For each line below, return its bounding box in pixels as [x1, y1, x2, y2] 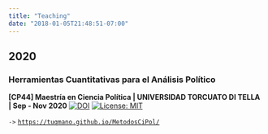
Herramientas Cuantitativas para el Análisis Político [8, 74, 216, 85]
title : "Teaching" [8, 11, 71, 20]
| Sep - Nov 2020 [8, 101, 67, 110]
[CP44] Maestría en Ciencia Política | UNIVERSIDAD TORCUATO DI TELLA [8, 93, 261, 102]
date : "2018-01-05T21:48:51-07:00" [8, 19, 129, 28]
